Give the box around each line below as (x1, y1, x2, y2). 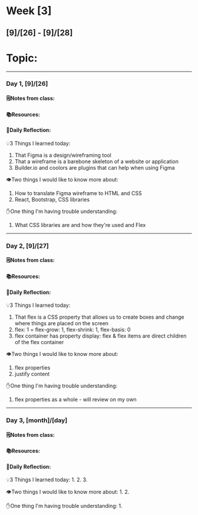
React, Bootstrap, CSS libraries (14, 196, 90, 203)
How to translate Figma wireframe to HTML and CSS (14, 189, 143, 196)
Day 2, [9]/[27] (6, 241, 49, 250)
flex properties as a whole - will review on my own (14, 396, 137, 403)
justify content (14, 371, 50, 378)
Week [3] (6, 4, 52, 18)
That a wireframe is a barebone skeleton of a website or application (14, 158, 179, 165)
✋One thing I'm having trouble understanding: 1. (6, 503, 123, 510)
